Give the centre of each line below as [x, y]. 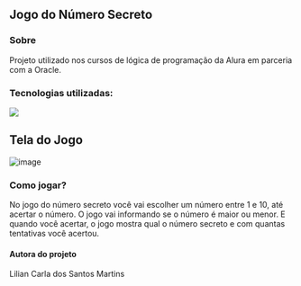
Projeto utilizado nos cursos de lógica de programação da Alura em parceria [151, 60]
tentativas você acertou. [55, 234]
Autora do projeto [43, 254]
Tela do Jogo [46, 140]
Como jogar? [38, 185]
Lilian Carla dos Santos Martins [67, 274]
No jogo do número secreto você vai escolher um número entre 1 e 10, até [146, 205]
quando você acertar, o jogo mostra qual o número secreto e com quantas [147, 224]
